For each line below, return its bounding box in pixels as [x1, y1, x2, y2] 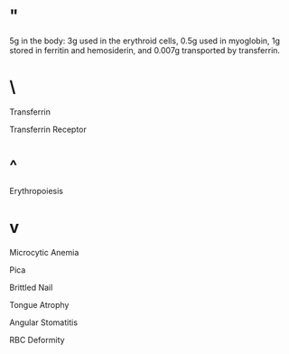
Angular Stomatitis [9, 317, 79, 328]
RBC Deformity [9, 334, 65, 345]
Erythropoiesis [9, 185, 63, 196]
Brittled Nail [9, 282, 53, 293]
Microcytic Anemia [9, 247, 79, 257]
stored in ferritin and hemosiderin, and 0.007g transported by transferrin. [9, 44, 281, 55]
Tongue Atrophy [9, 299, 70, 310]
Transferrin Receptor [9, 124, 88, 135]
